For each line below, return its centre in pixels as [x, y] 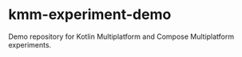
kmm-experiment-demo [90, 15]
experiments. [30, 44]
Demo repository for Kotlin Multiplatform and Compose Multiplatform [121, 36]
